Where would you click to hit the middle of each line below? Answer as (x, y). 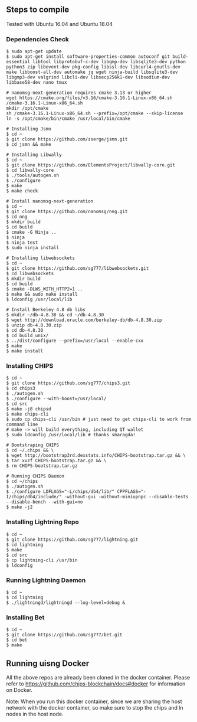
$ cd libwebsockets (30, 274)
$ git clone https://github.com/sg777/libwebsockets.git (78, 269)
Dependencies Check (38, 39)
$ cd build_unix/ (27, 336)
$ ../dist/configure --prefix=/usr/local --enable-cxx (75, 341)
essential (18, 62)
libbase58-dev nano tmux (37, 83)
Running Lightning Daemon (46, 580)
